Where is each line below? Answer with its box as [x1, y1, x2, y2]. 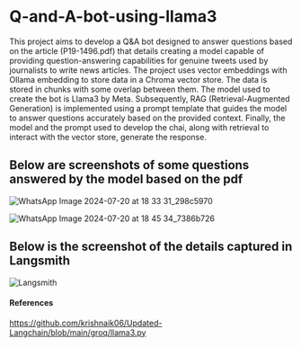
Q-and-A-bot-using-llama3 [9, 6, 217, 27]
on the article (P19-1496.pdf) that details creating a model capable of [9, 45, 265, 56]
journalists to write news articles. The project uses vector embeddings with [9, 65, 288, 76]
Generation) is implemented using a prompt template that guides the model [9, 102, 288, 113]
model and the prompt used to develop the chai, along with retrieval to [9, 121, 270, 132]
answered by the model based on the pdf [9, 172, 243, 187]
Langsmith [9, 254, 70, 269]
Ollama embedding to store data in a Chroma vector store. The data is [9, 74, 268, 85]
